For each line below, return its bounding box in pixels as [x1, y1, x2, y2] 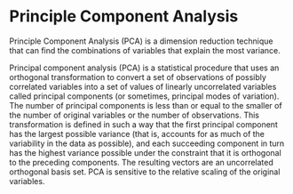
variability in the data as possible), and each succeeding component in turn [9, 138, 285, 149]
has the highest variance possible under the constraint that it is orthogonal [9, 147, 281, 158]
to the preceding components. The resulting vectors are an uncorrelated [9, 157, 273, 167]
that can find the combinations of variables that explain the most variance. [9, 44, 281, 55]
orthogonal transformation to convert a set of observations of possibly [9, 71, 266, 82]
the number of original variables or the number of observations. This [9, 109, 260, 120]
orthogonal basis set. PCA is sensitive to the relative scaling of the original [9, 166, 281, 177]
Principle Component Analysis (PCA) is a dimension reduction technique [9, 36, 273, 46]
